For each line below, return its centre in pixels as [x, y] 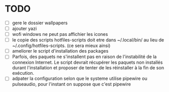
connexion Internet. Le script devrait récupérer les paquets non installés [87, 62]
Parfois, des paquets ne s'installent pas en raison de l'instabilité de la [84, 57]
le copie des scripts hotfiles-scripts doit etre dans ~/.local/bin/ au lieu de [88, 40]
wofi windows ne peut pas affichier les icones [60, 34]
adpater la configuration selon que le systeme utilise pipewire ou [80, 78]
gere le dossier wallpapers [40, 23]
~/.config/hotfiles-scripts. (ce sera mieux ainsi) [61, 45]
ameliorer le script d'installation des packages [60, 51]
